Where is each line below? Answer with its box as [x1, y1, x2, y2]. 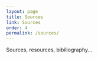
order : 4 [6, 25, 28, 31]
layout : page [6, 8, 38, 15]
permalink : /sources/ [6, 30, 60, 36]
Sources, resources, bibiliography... [6, 46, 93, 53]
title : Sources [6, 14, 44, 20]
